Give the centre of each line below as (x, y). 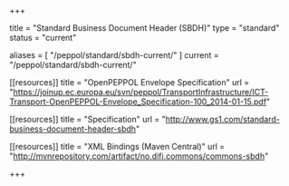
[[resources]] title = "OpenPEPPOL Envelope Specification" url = (130, 82)
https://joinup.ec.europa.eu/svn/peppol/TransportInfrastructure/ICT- (141, 92)
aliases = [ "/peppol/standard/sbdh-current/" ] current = (114, 55)
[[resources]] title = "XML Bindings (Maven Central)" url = (117, 147)
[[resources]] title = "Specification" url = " (87, 119)
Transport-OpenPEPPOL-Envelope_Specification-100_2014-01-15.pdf (138, 102)
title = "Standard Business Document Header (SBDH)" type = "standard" (144, 28)
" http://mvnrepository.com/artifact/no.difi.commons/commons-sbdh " (139, 156)
